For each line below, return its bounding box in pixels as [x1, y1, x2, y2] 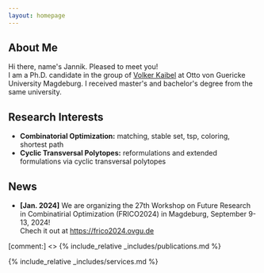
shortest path [19, 140, 64, 149]
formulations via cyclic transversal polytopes [19, 156, 166, 167]
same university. [8, 87, 62, 97]
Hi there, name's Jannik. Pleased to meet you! [8, 62, 159, 71]
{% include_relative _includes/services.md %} [8, 257, 159, 267]
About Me [8, 41, 58, 55]
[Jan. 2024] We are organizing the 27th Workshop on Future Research [19, 201, 251, 210]
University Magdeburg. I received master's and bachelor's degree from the [8, 79, 254, 88]
